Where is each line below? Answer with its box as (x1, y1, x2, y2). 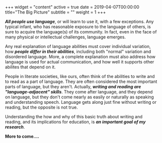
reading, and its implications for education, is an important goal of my (5, 119, 146, 125)
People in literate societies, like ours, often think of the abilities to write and (5, 74, 155, 79)
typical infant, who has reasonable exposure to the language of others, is (5, 24, 151, 30)
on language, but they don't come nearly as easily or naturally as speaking (5, 94, 154, 100)
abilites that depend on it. (5, 64, 56, 70)
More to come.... (5, 133, 40, 139)
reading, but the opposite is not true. (5, 104, 78, 110)
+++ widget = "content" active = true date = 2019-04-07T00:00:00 (5, 4, 140, 10)
